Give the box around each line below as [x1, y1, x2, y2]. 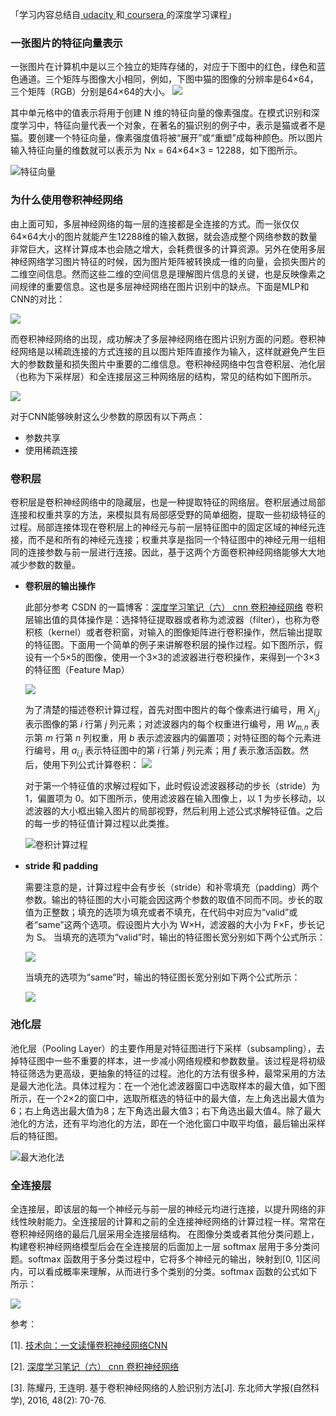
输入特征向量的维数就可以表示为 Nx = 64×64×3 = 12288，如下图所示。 [10, 144, 303, 157]
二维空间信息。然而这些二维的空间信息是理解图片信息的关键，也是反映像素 [10, 268, 317, 280]
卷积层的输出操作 [24, 579, 96, 592]
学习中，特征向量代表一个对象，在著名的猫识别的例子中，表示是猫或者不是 [18, 119, 326, 132]
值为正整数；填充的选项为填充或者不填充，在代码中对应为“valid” [24, 906, 290, 918]
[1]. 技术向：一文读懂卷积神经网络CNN [10, 1339, 168, 1351]
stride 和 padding [24, 860, 99, 872]
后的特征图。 [10, 1129, 63, 1142]
